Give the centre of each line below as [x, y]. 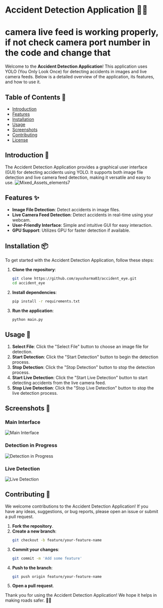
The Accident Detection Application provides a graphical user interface [76, 167]
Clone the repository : [34, 270]
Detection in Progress [31, 445]
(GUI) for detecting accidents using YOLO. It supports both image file [74, 172]
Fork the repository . [33, 526]
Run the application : [33, 311]
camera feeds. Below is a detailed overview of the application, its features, [80, 77]
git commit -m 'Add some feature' [47, 558]
